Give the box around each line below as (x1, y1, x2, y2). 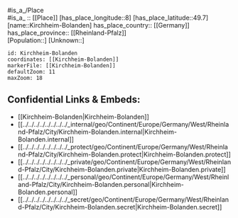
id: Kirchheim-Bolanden (7, 50, 78, 57)
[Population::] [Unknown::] (7, 36, 85, 45)
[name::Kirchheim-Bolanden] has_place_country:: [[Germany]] (7, 21, 190, 29)
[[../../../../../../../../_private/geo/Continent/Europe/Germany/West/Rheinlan (17, 157, 232, 166)
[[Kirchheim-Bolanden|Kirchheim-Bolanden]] (17, 113, 149, 121)
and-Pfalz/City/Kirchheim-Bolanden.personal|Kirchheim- (17, 180, 185, 188)
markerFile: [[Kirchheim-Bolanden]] (7, 62, 116, 69)
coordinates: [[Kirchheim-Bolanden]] (7, 56, 119, 63)
